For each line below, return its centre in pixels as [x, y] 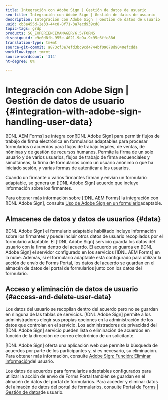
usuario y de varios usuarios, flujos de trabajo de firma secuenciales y [78, 157]
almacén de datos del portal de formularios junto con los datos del [74, 268]
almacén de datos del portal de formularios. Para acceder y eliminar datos [82, 381]
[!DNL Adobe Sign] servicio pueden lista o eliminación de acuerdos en [78, 330]
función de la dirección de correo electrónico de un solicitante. [70, 335]
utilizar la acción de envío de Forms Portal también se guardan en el [75, 376]
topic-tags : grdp [23, 29]
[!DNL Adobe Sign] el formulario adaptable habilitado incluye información [81, 231]
